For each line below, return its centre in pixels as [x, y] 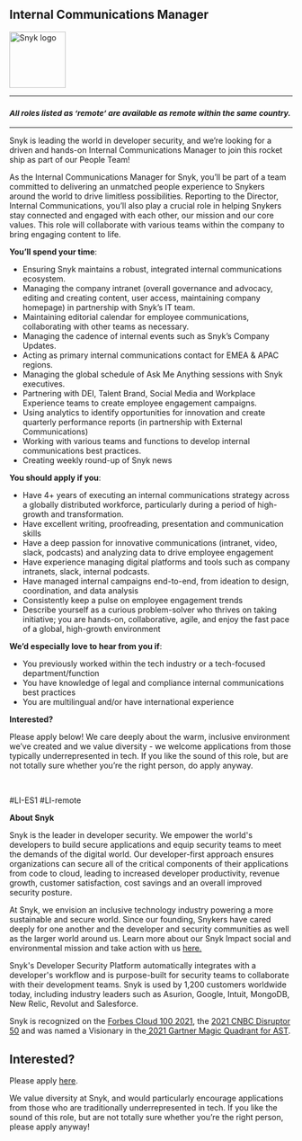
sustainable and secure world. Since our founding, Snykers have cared [140, 920]
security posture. [41, 893]
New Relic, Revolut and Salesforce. [74, 1004]
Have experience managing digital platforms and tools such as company [156, 562]
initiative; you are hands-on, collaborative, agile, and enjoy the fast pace [156, 620]
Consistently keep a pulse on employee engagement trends [133, 601]
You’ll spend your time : [53, 252]
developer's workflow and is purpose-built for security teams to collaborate [149, 976]
